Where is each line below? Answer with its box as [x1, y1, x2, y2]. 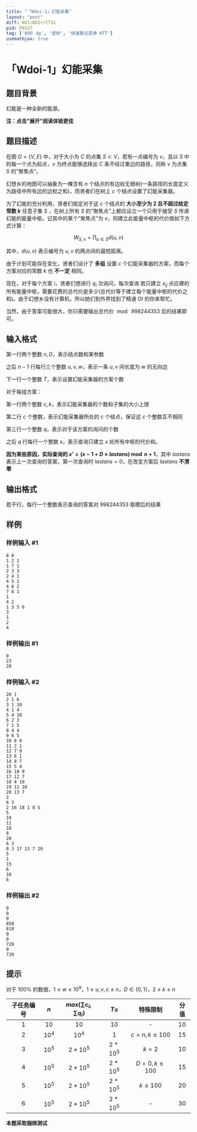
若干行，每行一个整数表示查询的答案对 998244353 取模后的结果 [6, 501, 161, 508]
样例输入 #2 [6, 678, 40, 686]
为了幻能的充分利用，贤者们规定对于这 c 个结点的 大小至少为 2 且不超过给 [6, 200, 184, 207]
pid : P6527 [6, 25, 33, 31]
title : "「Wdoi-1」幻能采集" [6, 8, 72, 15]
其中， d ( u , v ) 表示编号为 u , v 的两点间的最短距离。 [6, 247, 127, 254]
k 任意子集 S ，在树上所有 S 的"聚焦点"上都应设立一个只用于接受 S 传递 [17, 207, 189, 215]
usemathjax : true [6, 36, 49, 42]
